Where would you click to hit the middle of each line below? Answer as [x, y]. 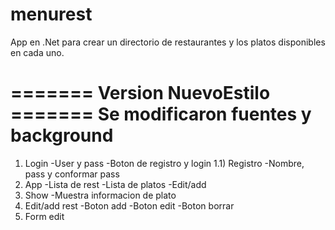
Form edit [44, 216]
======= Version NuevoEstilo [140, 93]
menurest [51, 14]
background [62, 135]
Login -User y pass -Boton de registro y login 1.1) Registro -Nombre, [164, 163]
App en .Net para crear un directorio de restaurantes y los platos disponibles [168, 42]
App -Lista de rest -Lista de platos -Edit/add [115, 184]
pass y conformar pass [72, 174]
